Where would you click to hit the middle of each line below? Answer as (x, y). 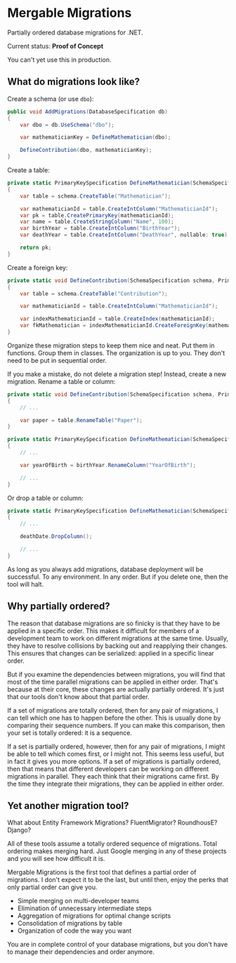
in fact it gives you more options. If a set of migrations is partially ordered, (114, 761)
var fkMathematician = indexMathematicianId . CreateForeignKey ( (114, 326)
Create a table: (29, 170)
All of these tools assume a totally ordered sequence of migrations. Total (112, 844)
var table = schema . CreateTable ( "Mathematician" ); (96, 196)
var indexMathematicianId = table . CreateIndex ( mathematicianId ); (118, 319)
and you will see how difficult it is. (56, 859)
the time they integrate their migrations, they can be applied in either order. (116, 784)
